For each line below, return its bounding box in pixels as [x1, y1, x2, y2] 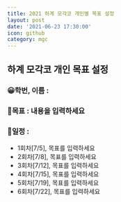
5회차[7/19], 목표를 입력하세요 [17, 178, 99, 187]
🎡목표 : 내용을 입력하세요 [7, 106, 86, 116]
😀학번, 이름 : [7, 86, 49, 96]
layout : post [7, 17, 45, 24]
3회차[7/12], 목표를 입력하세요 [17, 161, 99, 169]
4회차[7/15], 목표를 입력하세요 [17, 169, 99, 178]
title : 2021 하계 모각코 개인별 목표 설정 [7, 10, 115, 17]
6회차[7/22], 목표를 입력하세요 [17, 187, 101, 195]
